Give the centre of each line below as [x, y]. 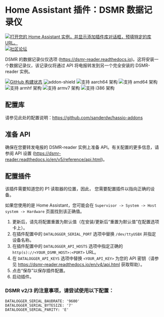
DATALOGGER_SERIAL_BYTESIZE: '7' [39, 305]
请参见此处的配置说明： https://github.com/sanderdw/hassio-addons [74, 117]
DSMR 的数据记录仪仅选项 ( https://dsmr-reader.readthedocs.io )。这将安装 [80, 59]
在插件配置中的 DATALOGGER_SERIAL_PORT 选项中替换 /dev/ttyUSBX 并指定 [84, 234]
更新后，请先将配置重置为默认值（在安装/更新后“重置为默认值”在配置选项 [86, 222]
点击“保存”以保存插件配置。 [40, 271]
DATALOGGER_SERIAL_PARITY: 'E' [37, 310]
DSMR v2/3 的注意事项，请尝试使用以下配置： [59, 291]
